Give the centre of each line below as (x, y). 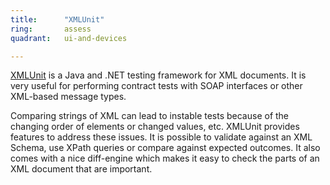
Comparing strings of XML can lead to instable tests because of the (150, 116)
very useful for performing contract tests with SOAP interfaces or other (156, 86)
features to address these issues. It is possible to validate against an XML (161, 137)
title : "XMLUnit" (57, 19)
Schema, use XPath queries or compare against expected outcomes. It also (165, 148)
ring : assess (51, 29)
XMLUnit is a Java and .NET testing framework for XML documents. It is (158, 75)
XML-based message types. (68, 97)
